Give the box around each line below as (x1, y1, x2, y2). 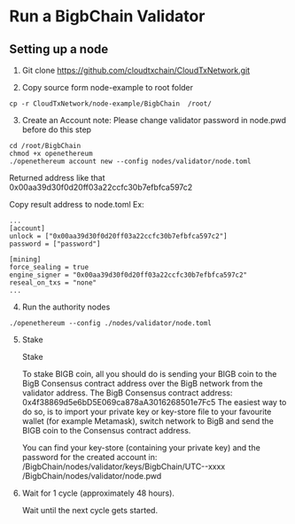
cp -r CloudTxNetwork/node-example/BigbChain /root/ (9, 99, 213, 108)
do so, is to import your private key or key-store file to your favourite (21, 406, 272, 417)
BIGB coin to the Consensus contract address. (21, 426, 191, 435)
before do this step (21, 124, 91, 135)
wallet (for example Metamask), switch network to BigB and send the (21, 416, 275, 426)
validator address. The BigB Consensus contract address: (21, 387, 233, 398)
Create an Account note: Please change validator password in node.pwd (21, 115, 286, 125)
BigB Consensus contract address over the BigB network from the (21, 379, 263, 388)
